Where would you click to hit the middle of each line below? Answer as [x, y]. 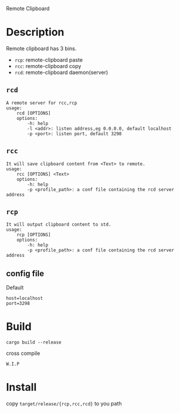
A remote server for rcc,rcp [42, 103]
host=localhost [25, 298]
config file [25, 273]
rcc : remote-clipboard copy [48, 66]
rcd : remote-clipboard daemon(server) [61, 72]
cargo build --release [34, 343]
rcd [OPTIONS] [34, 113]
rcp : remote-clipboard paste [49, 60]
